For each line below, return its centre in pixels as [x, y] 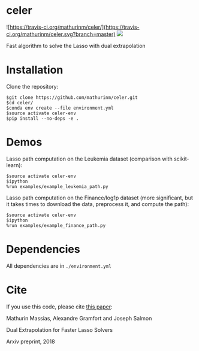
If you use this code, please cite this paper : [59, 307]
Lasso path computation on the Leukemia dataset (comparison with [89, 159]
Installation [35, 70]
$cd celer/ [20, 102]
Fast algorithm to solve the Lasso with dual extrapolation [76, 46]
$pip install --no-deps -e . [43, 118]
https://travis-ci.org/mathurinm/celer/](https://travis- [75, 27]
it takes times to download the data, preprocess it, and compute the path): [98, 204]
